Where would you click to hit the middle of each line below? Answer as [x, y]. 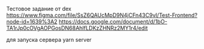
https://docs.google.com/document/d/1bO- [113, 21]
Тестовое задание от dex [39, 9]
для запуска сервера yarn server [49, 40]
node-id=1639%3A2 [32, 21]
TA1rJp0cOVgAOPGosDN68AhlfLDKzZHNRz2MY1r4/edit [77, 28]
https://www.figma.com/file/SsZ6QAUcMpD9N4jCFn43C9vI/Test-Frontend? [102, 15]
